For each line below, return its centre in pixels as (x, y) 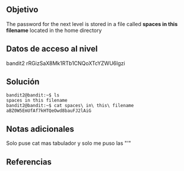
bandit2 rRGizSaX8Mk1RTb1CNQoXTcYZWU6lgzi (66, 63)
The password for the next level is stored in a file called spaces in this (92, 24)
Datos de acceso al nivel (52, 49)
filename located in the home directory (54, 30)
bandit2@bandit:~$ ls (33, 95)
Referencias (29, 162)
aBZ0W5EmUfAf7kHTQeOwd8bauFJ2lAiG (49, 111)
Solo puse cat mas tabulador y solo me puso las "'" (69, 143)
